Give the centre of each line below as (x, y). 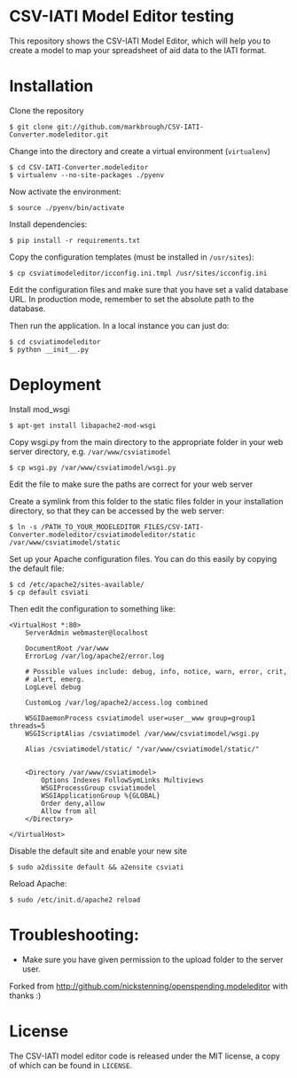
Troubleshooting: (74, 935)
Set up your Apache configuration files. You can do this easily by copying (143, 559)
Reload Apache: (38, 883)
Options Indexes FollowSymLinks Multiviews (122, 780)
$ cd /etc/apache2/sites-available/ (77, 584)
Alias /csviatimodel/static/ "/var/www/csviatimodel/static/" (142, 749)
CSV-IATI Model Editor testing (122, 16)
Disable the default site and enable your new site (98, 851)
